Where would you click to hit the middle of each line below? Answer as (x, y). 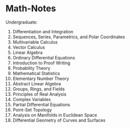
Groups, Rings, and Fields (39, 89)
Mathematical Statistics (36, 73)
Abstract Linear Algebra (37, 83)
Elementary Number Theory (41, 78)
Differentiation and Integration (43, 31)
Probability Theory (31, 68)
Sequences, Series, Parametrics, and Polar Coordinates (69, 37)
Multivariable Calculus (35, 42)
